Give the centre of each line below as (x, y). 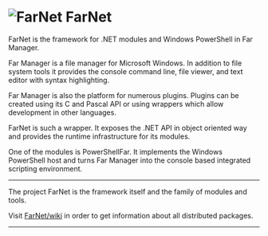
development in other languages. (63, 112)
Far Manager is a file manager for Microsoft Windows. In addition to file (125, 63)
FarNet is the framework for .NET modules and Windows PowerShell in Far (131, 39)
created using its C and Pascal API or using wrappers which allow (116, 104)
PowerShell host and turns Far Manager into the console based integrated (130, 160)
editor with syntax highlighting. (59, 80)
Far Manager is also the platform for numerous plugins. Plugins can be (124, 95)
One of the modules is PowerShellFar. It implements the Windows (116, 151)
